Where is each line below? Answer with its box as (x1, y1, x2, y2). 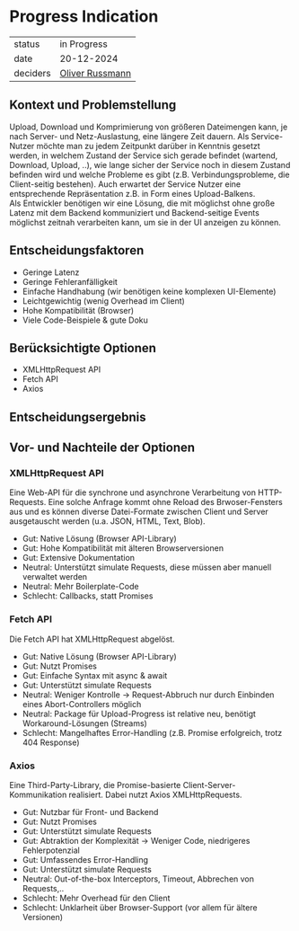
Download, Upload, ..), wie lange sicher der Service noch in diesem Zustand (9, 159, 291, 170)
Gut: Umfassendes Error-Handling (22, 855, 149, 865)
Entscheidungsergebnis (9, 409, 146, 424)
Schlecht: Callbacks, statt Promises (22, 590, 154, 601)
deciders (13, 66, 51, 79)
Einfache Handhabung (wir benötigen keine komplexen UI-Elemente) (22, 286, 277, 297)
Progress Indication (9, 6, 159, 27)
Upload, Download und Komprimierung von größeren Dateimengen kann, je (9, 121, 288, 132)
